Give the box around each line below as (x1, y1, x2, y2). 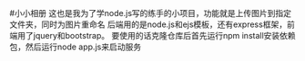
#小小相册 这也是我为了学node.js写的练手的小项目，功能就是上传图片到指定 (9, 8, 292, 18)
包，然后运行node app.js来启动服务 (9, 41, 142, 52)
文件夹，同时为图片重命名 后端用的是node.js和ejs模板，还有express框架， (9, 19, 288, 30)
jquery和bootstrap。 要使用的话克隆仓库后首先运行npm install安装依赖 (33, 30, 296, 40)
